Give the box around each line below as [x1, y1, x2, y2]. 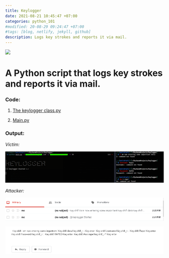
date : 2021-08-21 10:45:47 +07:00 [5, 13, 78, 19]
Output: [5, 130, 25, 137]
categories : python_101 [5, 19, 55, 24]
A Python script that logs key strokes [5, 68, 163, 79]
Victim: [5, 141, 20, 147]
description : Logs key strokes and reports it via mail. [5, 35, 127, 40]
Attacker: [5, 188, 24, 194]
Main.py [12, 117, 30, 123]
